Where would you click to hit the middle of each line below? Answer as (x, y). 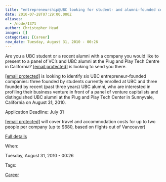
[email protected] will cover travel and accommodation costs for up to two (80, 121)
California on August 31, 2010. (36, 102)
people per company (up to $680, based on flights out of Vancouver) (75, 127)
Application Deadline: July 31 (35, 112)
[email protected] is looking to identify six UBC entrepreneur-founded (76, 76)
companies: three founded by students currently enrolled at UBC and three (81, 81)
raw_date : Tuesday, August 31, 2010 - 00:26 (52, 42)
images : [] (16, 33)
